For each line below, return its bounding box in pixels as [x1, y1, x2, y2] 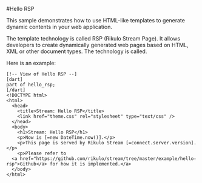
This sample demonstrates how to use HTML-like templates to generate [6, 17, 185, 24]
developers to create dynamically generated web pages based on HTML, [6, 42, 189, 48]
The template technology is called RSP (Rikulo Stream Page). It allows [6, 35, 181, 42]
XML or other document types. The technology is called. [6, 48, 147, 55]
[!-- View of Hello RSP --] [6, 71, 78, 77]
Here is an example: [6, 60, 56, 66]
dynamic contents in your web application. [6, 24, 112, 30]
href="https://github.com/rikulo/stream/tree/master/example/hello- [19, 156, 197, 162]
